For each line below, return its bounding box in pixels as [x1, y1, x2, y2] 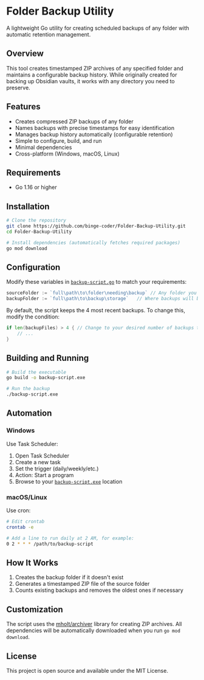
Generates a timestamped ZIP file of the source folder [15, 580, 150, 588]
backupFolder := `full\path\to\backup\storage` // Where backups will [6, 296, 194, 302]
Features [6, 101, 41, 112]
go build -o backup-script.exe [6, 375, 86, 381]
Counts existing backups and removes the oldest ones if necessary [15, 586, 184, 594]
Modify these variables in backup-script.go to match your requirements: [6, 278, 187, 286]
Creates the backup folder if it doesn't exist [15, 574, 124, 581]
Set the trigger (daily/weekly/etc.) [15, 465, 99, 472]
